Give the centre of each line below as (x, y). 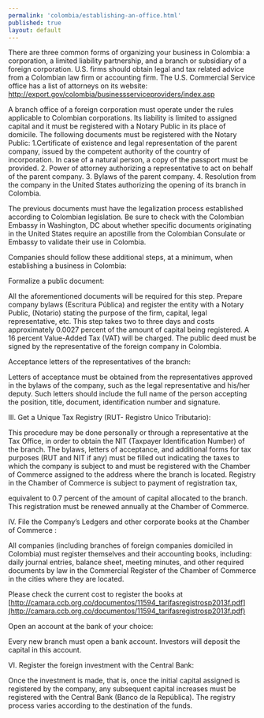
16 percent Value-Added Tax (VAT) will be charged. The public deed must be (132, 338)
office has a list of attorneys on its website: (78, 86)
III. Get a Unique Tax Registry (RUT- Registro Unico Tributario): (110, 418)
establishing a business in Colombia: (67, 266)
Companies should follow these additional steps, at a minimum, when (121, 258)
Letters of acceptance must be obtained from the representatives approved (131, 377)
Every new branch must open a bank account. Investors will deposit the (124, 642)
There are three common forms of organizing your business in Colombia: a (129, 53)
